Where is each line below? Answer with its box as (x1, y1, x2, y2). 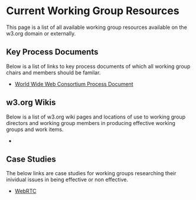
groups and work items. (6, 126, 64, 133)
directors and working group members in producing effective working (6, 119, 176, 126)
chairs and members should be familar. (6, 69, 101, 76)
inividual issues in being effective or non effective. (6, 176, 129, 183)
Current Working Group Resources (6, 4, 179, 18)
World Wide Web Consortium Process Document (14, 80, 134, 87)
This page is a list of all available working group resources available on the (6, 24, 187, 31)
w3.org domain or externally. (6, 29, 76, 37)
